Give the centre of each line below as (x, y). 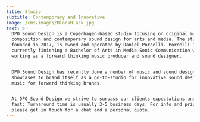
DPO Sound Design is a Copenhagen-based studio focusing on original (99, 34)
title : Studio (24, 12)
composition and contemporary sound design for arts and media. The (98, 39)
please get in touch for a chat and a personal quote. (81, 110)
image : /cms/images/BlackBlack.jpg (50, 23)
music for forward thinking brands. (57, 83)
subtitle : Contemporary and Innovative (56, 17)
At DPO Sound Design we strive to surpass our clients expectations (98, 99)
